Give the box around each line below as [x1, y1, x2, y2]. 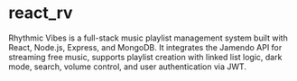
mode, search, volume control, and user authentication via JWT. [8, 61, 247, 72]
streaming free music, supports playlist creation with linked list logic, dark [8, 51, 283, 62]
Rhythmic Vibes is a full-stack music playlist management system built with [8, 32, 288, 43]
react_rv [8, 3, 73, 23]
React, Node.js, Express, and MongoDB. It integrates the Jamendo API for [8, 41, 283, 52]
